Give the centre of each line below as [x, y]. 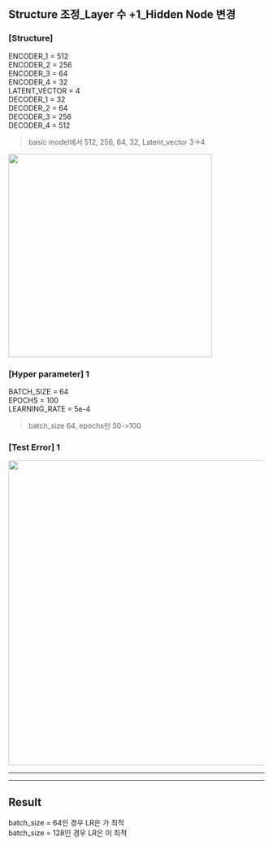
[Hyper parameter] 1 [49, 374]
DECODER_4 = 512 [39, 125]
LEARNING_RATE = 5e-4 [50, 408]
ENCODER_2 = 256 [41, 64]
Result [25, 802]
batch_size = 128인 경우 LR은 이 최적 [68, 833]
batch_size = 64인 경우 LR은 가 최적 [66, 823]
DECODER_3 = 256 [40, 116]
